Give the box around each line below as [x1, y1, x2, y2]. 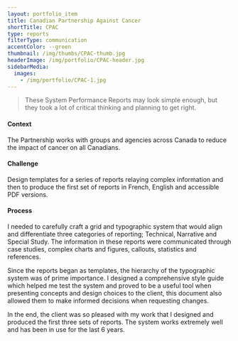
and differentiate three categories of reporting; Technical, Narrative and [7, 229, 217, 238]
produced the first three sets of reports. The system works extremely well [7, 318, 224, 326]
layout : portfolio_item [7, 10, 78, 18]
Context [7, 119, 32, 128]
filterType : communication [7, 37, 87, 44]
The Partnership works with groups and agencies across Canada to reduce [7, 136, 227, 144]
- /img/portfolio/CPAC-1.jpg [20, 76, 107, 84]
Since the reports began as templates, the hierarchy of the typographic [7, 266, 215, 274]
